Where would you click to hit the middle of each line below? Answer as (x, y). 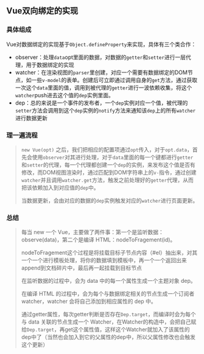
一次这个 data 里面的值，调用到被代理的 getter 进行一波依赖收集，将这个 (104, 88)
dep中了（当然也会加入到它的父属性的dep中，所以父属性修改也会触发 (108, 337)
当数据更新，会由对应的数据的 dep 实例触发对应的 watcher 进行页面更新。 (110, 200)
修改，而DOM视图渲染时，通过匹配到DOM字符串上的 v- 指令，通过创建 (109, 172)
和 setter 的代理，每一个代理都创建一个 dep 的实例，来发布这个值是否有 (108, 165)
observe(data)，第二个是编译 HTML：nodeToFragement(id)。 (98, 240)
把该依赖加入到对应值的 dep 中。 (60, 187)
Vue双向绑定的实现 (42, 11)
